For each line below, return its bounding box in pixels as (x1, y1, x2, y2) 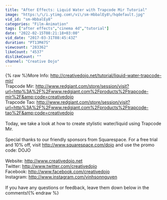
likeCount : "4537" (5, 49, 44, 54)
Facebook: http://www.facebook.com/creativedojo (5, 169, 110, 175)
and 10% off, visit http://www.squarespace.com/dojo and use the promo (5, 142, 155, 148)
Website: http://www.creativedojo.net (5, 158, 83, 164)
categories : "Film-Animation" (5, 21, 69, 27)
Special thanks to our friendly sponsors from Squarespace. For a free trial (5, 137, 158, 143)
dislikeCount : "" (5, 54, 42, 59)
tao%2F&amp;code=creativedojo (5, 110, 74, 116)
